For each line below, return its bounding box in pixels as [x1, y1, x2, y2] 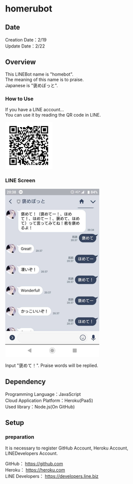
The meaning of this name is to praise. [5, 76, 84, 83]
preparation [5, 433, 34, 440]
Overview [5, 58, 36, 67]
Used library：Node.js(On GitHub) [5, 403, 75, 409]
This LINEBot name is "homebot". [5, 71, 74, 77]
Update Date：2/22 [5, 43, 45, 49]
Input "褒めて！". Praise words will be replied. [5, 362, 99, 368]
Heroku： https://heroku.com [5, 466, 65, 473]
